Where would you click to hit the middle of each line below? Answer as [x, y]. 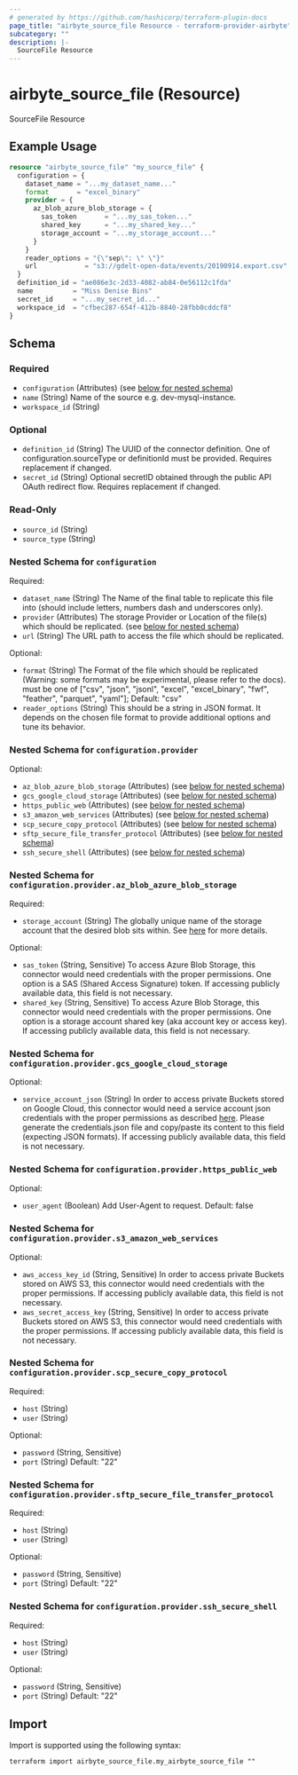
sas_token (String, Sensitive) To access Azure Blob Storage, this [138, 965]
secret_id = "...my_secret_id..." [89, 299]
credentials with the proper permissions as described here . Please [143, 1117]
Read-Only [33, 509]
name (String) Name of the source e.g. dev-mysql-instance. [129, 398]
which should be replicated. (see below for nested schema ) [130, 627]
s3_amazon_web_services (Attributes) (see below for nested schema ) [145, 815]
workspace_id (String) [61, 407]
